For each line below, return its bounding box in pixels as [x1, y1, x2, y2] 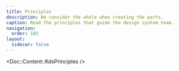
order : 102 [11, 31, 39, 37]
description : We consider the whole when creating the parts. [6, 14, 164, 20]
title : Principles [6, 8, 52, 15]
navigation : [6, 25, 36, 31]
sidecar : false [11, 42, 49, 48]
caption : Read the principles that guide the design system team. [6, 20, 174, 25]
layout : [6, 36, 26, 42]
